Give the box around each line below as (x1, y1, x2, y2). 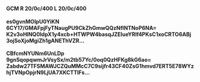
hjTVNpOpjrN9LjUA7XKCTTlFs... (6, 69, 90, 76)
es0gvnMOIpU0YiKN (6, 18, 60, 25)
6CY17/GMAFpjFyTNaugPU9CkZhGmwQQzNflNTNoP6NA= (6, 25, 157, 32)
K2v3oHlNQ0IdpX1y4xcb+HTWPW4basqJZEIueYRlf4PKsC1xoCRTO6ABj (6, 31, 192, 38)
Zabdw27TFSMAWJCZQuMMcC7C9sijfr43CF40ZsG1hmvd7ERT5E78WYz (6, 63, 194, 70)
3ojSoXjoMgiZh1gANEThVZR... (6, 37, 85, 44)
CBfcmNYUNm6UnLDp (6, 50, 64, 57)
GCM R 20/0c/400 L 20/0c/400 (6, 5, 87, 12)
